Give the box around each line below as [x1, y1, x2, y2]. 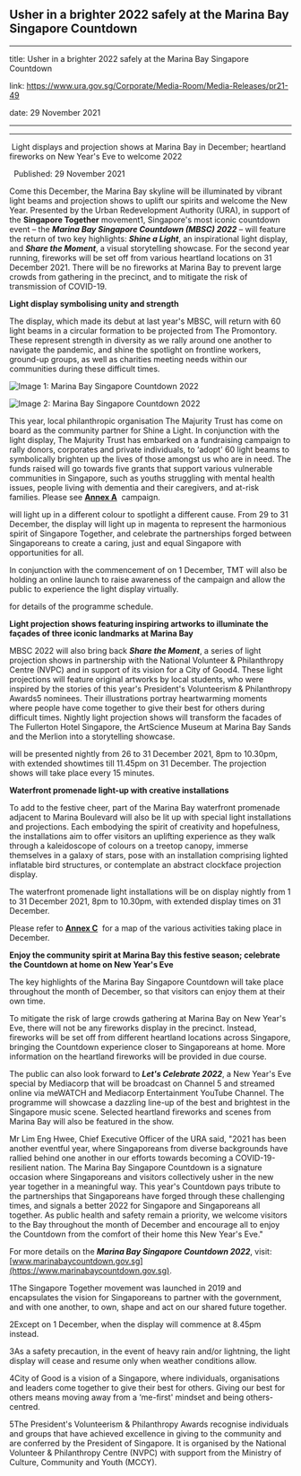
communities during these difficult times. [9, 363, 160, 374]
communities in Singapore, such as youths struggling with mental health [9, 473, 276, 483]
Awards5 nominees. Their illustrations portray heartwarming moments [9, 692, 268, 703]
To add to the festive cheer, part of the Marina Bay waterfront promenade [9, 802, 280, 812]
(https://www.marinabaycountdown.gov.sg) [9, 1264, 170, 1276]
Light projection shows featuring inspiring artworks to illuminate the [9, 618, 269, 629]
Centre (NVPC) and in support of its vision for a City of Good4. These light [9, 664, 284, 675]
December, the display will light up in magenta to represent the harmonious [9, 518, 287, 529]
